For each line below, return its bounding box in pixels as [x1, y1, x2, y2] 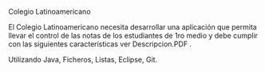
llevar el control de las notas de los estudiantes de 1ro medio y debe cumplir [8, 31, 258, 40]
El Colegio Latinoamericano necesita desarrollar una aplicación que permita [8, 22, 257, 31]
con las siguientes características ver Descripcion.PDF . [8, 39, 192, 49]
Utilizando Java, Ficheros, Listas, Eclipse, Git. [8, 55, 158, 64]
